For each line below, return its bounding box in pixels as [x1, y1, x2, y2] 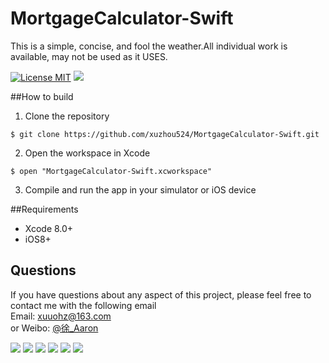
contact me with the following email [10, 299, 157, 311]
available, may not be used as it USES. [10, 50, 168, 62]
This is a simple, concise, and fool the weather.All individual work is [10, 40, 288, 52]
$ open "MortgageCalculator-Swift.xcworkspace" [10, 166, 213, 176]
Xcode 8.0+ [24, 222, 74, 234]
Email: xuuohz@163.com [10, 310, 112, 322]
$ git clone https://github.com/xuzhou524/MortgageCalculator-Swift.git [10, 129, 320, 139]
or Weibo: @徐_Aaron [10, 322, 99, 334]
